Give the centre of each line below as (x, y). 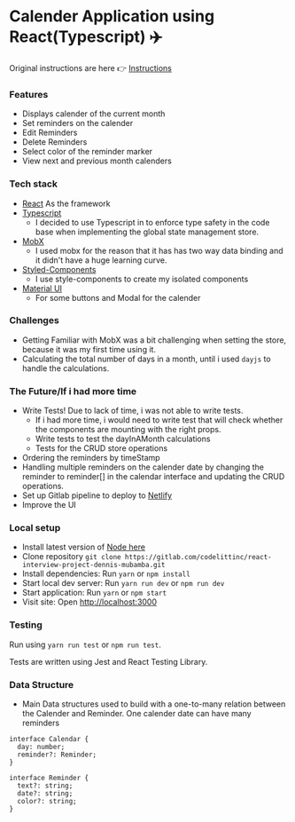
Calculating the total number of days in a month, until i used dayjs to (147, 359)
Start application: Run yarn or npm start (94, 593)
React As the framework (66, 203)
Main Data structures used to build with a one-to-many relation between (154, 704)
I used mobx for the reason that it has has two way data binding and (159, 250)
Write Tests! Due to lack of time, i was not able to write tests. (132, 411)
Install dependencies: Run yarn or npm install (106, 573)
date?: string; (45, 794)
